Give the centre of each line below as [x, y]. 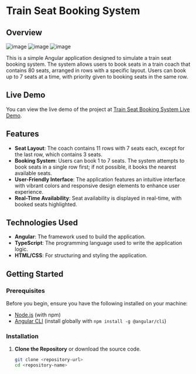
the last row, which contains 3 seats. [58, 154]
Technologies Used [42, 223]
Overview [24, 33]
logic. [21, 249]
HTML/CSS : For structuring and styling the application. [81, 255]
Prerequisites [25, 291]
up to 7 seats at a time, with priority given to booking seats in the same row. [97, 77]
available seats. [33, 173]
